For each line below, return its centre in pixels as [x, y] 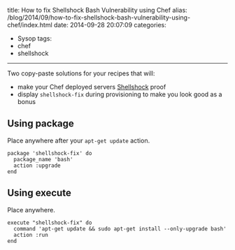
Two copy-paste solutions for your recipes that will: [81, 73]
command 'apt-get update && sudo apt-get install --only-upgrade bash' [120, 229]
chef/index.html [30, 25]
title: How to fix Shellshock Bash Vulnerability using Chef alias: [97, 10]
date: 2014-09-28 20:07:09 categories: [110, 25]
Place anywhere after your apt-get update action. [79, 140]
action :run [31, 235]
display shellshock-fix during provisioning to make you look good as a [120, 94]
